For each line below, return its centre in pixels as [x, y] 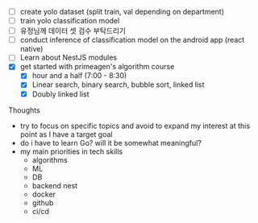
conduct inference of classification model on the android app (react [132, 40]
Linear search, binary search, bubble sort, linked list [118, 85]
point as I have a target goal [66, 134]
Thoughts [24, 110]
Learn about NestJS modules [69, 58]
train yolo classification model [70, 21]
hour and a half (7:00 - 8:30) [79, 76]
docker [44, 194]
